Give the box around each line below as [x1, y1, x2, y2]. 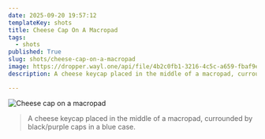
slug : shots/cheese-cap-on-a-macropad [8, 56, 136, 64]
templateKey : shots [8, 19, 73, 27]
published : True [8, 48, 62, 56]
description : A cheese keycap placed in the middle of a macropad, [8, 70, 235, 78]
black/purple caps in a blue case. [27, 122, 136, 131]
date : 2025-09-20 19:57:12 [8, 11, 97, 20]
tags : [8, 33, 26, 42]
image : [8, 63, 30, 71]
